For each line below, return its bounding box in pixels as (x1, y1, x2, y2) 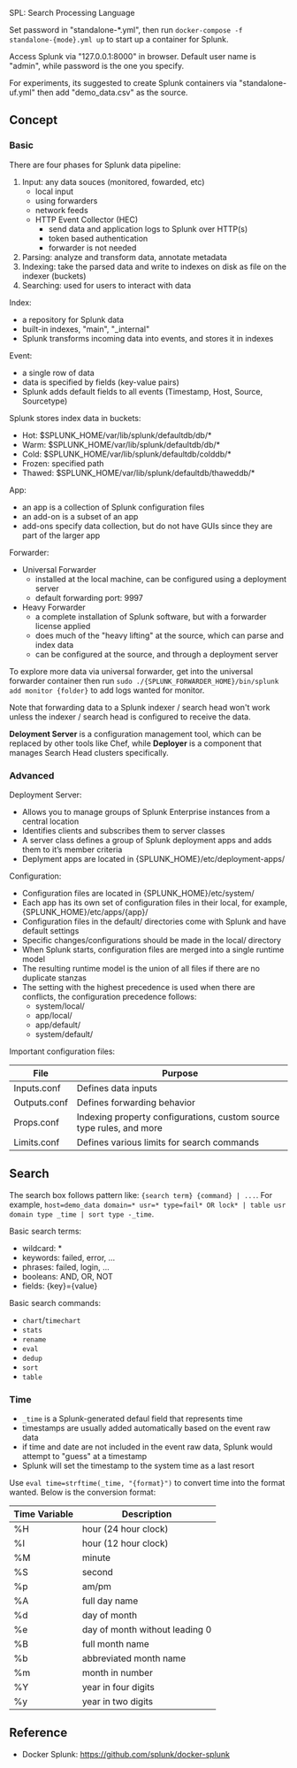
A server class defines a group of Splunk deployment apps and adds (21, 834, 272, 845)
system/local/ (34, 1000, 86, 1011)
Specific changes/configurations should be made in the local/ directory (21, 934, 281, 945)
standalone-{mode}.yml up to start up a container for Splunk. (9, 35, 229, 44)
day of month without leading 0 (81, 1624, 212, 1636)
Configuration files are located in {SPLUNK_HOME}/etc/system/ (21, 888, 255, 898)
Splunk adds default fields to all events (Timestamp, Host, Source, (21, 386, 263, 396)
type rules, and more (76, 1121, 164, 1134)
